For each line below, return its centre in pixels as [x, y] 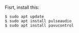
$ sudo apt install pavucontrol [39, 25]
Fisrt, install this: [22, 7]
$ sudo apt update [24, 17]
